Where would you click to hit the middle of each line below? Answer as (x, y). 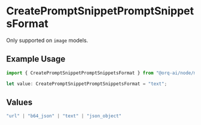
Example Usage (36, 59)
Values (19, 102)
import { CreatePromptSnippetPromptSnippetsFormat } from (80, 73)
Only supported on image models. (47, 40)
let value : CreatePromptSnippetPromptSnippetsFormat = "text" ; (87, 84)
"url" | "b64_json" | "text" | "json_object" (64, 116)
